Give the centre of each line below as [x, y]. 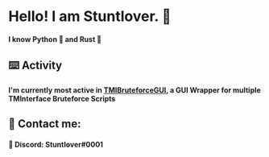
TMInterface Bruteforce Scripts [62, 98]
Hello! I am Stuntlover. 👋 [90, 17]
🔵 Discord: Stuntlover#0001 [56, 144]
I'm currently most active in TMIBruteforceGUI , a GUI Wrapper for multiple [135, 90]
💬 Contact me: [45, 124]
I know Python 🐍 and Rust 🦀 [55, 39]
